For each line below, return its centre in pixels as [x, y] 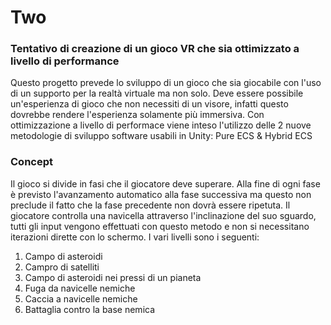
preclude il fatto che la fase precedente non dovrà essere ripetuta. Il [150, 205]
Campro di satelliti [62, 267]
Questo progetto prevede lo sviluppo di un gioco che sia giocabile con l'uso [166, 83]
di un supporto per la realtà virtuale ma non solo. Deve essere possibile [157, 93]
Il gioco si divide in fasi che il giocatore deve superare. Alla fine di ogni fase [165, 183]
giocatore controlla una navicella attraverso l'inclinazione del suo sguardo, [163, 215]
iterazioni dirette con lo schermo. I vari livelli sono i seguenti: [135, 237]
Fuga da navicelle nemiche [80, 288]
